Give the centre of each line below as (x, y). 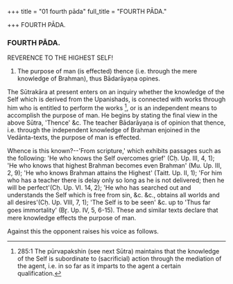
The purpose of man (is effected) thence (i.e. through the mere (107, 71)
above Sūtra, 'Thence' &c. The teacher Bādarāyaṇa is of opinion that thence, (116, 123)
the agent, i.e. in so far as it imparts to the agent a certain (99, 266)
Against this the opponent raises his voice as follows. (83, 231)
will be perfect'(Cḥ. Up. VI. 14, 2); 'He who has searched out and (99, 187)
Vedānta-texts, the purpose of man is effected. (74, 137)
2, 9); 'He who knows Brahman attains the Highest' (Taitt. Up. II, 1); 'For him (115, 172)
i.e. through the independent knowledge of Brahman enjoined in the (104, 130)
